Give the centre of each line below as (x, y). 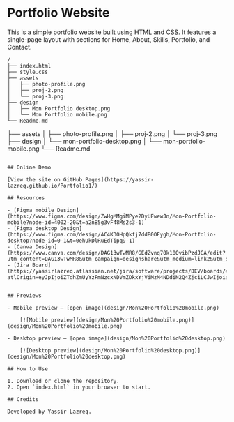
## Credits (23, 399)
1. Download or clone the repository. (63, 381)
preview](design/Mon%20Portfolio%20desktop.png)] (127, 350)
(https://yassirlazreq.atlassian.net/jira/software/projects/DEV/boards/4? (119, 271)
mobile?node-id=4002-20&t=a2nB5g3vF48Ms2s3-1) (76, 222)
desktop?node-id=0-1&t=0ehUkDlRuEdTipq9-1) (71, 241)
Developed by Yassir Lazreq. (49, 412)
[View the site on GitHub (45, 179)
